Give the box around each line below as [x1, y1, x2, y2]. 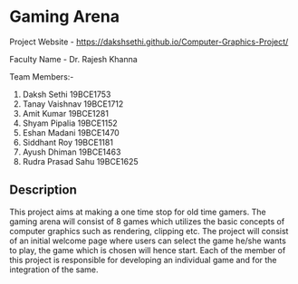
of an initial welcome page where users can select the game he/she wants [9, 235, 287, 246]
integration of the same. [9, 264, 99, 275]
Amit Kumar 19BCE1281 [22, 108, 109, 118]
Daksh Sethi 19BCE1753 [22, 89, 111, 99]
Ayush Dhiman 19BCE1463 [22, 147, 121, 157]
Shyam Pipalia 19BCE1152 [22, 118, 118, 128]
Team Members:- [9, 71, 74, 82]
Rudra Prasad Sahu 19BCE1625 [22, 156, 139, 166]
